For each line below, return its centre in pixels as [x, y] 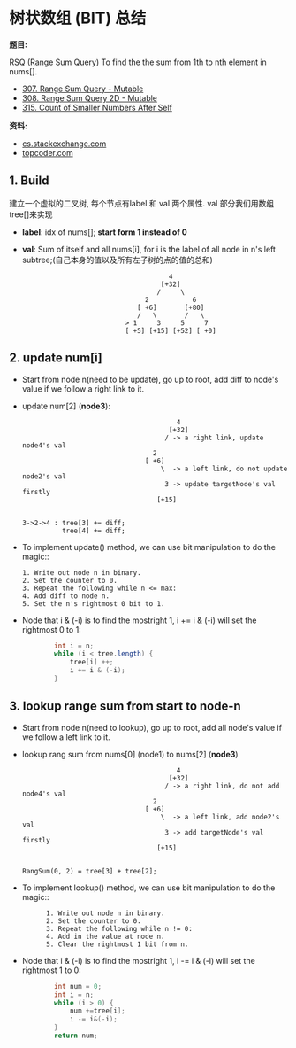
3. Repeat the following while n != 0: [119, 928]
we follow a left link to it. [66, 737]
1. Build [29, 181]
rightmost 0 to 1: [51, 629]
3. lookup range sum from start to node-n [125, 706]
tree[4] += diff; [93, 531]
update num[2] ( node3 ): [66, 406]
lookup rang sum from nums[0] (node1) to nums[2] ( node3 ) [130, 754]
